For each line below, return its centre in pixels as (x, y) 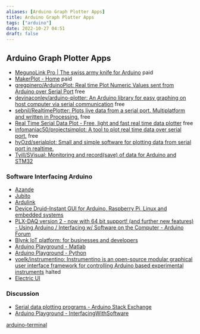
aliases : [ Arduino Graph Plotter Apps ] (56, 12)
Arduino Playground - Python (50, 253)
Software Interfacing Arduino (49, 177)
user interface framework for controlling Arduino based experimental (99, 265)
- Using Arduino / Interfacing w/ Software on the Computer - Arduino (99, 228)
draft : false (22, 34)
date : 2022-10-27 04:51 (36, 28)
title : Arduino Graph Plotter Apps (50, 17)
